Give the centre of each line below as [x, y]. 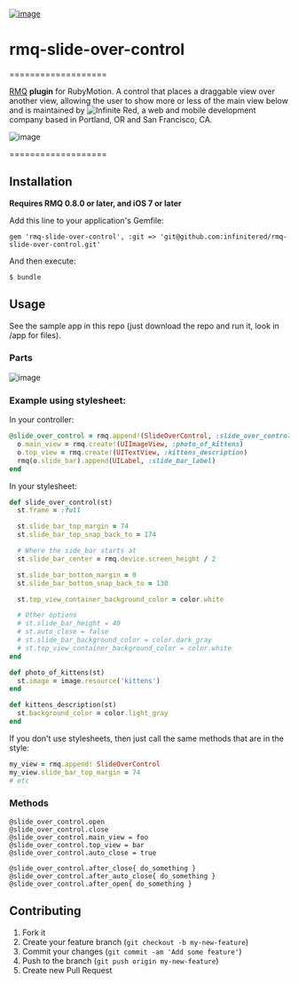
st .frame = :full [49, 510]
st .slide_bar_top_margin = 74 [73, 527]
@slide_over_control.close [59, 830]
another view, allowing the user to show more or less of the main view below [149, 100]
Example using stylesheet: [68, 400]
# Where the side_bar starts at [77, 551]
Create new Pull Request [67, 970]
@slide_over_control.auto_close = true [83, 853]
